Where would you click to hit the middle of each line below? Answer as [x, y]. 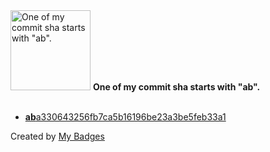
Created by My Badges [57, 136]
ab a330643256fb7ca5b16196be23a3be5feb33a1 [125, 117]
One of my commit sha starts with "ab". [176, 87]
